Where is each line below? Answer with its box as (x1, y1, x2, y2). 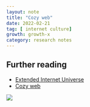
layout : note (6, 9, 40, 15)
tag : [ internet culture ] (6, 26, 72, 32)
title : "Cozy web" (6, 15, 53, 21)
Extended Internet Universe (15, 75, 84, 83)
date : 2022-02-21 (6, 20, 50, 26)
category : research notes (6, 37, 72, 43)
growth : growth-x (6, 32, 50, 38)
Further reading (6, 60, 67, 70)
